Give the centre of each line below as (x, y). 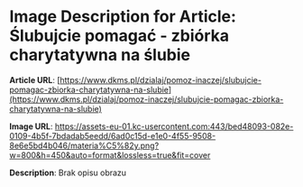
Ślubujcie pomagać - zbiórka (119, 36)
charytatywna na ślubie (100, 55)
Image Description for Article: (123, 17)
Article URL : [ (35, 79)
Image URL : (31, 126)
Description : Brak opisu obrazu (68, 173)
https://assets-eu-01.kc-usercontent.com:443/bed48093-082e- (174, 126)
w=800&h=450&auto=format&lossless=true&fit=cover (110, 154)
